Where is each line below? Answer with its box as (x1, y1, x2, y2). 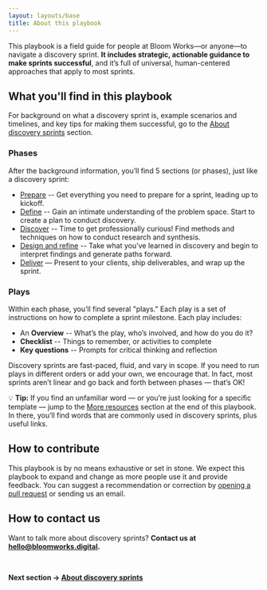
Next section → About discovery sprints (8, 572, 143, 582)
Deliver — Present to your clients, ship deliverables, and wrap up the (19, 257, 245, 267)
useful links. (8, 418, 48, 428)
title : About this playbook (8, 19, 102, 27)
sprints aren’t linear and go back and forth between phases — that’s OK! (8, 377, 245, 387)
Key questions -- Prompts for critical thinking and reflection (19, 345, 218, 354)
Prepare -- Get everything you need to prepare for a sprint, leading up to (19, 189, 259, 200)
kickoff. (19, 198, 45, 208)
